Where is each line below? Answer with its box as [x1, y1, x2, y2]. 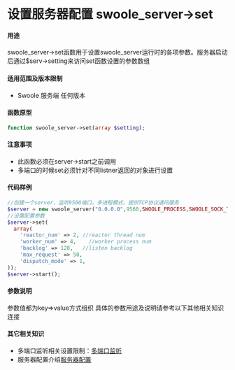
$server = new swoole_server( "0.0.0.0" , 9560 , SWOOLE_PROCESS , [7, 206, 190, 213]
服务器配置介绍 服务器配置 [17, 355, 92, 364]
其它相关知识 [7, 329, 44, 338]
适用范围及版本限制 [7, 74, 63, 83]
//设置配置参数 [7, 212, 45, 219]
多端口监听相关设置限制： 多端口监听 [17, 346, 122, 355]
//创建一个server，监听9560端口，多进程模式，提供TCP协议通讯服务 [7, 199, 180, 206]
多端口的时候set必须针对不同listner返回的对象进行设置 [17, 166, 173, 174]
